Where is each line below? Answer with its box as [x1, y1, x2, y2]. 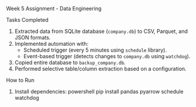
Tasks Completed [6, 16, 49, 23]
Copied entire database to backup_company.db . [14, 59, 126, 66]
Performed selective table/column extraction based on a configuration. [14, 65, 187, 72]
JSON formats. [14, 34, 51, 41]
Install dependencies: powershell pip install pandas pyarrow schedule [14, 88, 184, 95]
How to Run [6, 76, 35, 83]
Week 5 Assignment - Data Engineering [6, 5, 102, 12]
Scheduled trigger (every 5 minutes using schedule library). [23, 46, 167, 53]
